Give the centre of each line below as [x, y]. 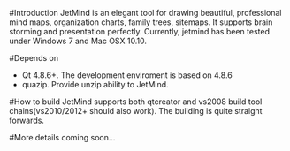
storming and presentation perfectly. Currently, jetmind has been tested [139, 31]
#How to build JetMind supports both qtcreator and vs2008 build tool [136, 102]
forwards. [27, 120]
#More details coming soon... [62, 137]
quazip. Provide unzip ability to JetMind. [95, 84]
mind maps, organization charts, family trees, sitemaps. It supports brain [141, 22]
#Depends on [34, 58]
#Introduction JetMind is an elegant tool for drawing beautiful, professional [145, 13]
